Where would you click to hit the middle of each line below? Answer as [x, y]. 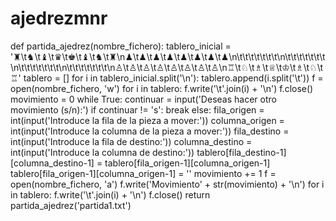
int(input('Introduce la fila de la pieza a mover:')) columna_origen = [147, 120]
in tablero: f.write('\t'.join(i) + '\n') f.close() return [110, 194]
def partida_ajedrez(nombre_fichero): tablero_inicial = [121, 46]
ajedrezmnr [59, 18]
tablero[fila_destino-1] [241, 152]
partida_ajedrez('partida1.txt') [71, 205]
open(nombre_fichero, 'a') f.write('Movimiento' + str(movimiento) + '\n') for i [167, 184]
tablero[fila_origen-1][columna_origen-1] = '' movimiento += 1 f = [143, 173]
